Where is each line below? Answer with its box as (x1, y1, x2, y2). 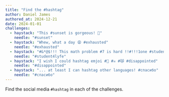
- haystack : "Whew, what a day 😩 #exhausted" (10, 40, 109, 45)
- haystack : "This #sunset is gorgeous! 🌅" (10, 30, 102, 35)
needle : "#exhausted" (14, 44, 59, 49)
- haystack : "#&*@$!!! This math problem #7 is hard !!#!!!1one (10, 49, 147, 54)
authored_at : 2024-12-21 (5, 16, 57, 21)
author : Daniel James (5, 12, 51, 17)
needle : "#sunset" (14, 35, 53, 40)
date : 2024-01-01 (5, 21, 42, 26)
